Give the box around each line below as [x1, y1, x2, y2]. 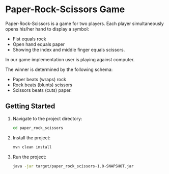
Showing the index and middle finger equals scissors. [12, 46, 125, 53]
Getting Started [5, 102, 55, 111]
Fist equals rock [12, 36, 47, 42]
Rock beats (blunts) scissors [12, 82, 73, 88]
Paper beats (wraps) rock [12, 76, 66, 82]
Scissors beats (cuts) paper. [12, 87, 72, 93]
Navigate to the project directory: [12, 115, 82, 121]
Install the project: [12, 134, 51, 141]
